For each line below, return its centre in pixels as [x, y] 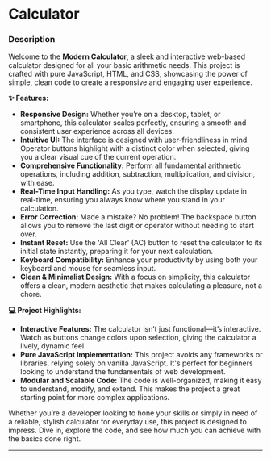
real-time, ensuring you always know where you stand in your [123, 200]
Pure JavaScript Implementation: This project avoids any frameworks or [141, 355]
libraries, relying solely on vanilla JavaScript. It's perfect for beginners [136, 363]
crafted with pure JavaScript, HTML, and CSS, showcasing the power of [128, 74]
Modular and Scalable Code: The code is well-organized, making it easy [141, 381]
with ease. [37, 183]
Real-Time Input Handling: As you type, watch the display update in [133, 191]
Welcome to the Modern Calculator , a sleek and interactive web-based [127, 56]
